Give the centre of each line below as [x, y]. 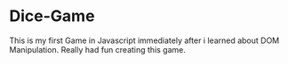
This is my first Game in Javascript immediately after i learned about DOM [144, 40]
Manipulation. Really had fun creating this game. [98, 49]
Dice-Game [52, 16]
